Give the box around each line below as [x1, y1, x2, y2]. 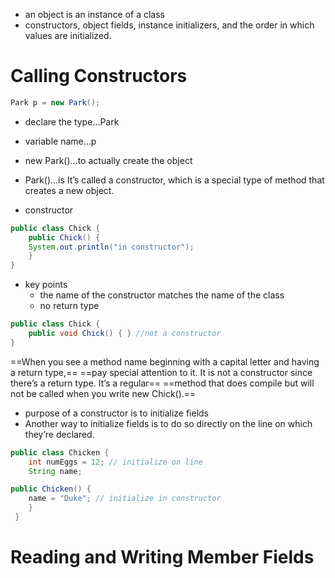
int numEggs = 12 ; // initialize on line [28, 457, 203, 467]
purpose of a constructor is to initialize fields [24, 407, 210, 419]
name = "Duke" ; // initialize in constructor [28, 494, 222, 504]
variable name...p [24, 135, 97, 147]
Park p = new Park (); [10, 97, 101, 108]
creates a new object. [24, 184, 115, 196]
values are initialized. [24, 30, 112, 41]
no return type [39, 300, 100, 312]
